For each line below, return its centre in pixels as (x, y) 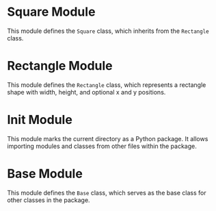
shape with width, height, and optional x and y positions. (86, 92)
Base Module (45, 174)
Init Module (40, 120)
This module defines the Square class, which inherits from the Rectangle (108, 31)
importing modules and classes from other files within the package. (102, 146)
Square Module (51, 12)
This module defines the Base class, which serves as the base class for (107, 193)
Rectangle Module (60, 66)
